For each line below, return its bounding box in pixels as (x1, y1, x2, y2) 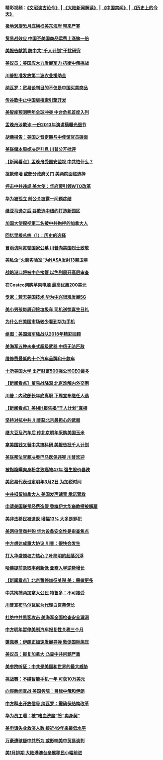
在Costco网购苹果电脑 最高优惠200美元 (5, 282, 87, 288)
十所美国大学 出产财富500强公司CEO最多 (5, 368, 89, 374)
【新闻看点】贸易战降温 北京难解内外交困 (5, 380, 89, 386)
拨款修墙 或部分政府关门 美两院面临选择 (5, 171, 86, 177)
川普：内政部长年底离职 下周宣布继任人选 (5, 393, 89, 398)
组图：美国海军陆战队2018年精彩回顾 (5, 331, 81, 337)
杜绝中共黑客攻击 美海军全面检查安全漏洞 (5, 614, 89, 620)
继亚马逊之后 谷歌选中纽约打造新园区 (5, 208, 81, 214)
